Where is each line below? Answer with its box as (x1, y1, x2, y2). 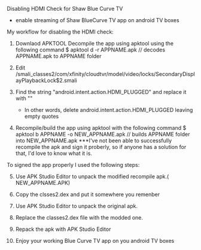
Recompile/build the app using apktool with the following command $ (15, 124, 187, 131)
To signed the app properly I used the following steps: (7, 161, 140, 168)
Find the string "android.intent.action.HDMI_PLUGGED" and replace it (15, 89, 187, 95)
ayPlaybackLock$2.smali (15, 77, 77, 84)
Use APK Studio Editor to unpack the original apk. (15, 203, 138, 209)
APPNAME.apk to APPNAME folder (15, 53, 102, 59)
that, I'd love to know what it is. (15, 150, 92, 157)
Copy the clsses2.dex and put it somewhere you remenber (15, 191, 160, 198)
